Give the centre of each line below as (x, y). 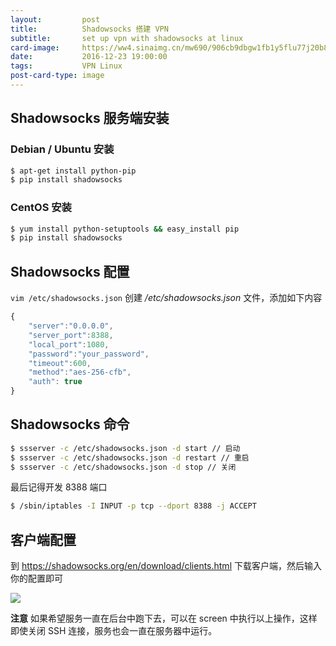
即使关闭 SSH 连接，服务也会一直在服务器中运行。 (114, 631)
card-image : (35, 47)
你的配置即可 (36, 578)
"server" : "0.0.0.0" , (71, 326)
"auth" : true (55, 382)
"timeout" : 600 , (60, 363)
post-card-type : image (57, 76)
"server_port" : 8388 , (71, 335)
